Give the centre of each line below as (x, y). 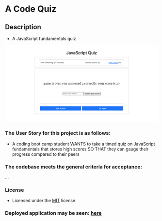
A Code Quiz (31, 9)
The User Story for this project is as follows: (58, 133)
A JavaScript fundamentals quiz (44, 38)
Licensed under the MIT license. (44, 201)
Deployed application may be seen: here (53, 213)
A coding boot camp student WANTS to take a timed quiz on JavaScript (83, 144)
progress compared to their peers (46, 154)
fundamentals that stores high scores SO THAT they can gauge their (80, 149)
